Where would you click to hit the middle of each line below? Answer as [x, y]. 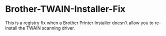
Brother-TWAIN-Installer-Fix [65, 9]
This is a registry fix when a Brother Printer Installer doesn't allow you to [79, 23]
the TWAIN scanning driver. [46, 28]
